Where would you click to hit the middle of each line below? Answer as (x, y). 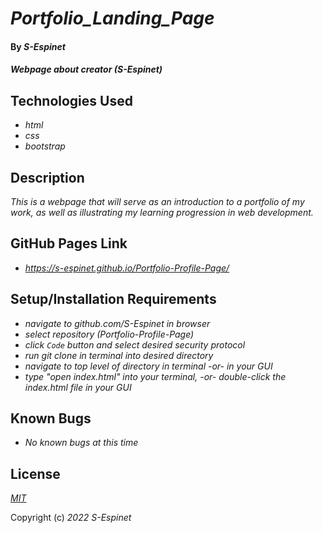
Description (47, 177)
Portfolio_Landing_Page (112, 18)
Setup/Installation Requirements (113, 299)
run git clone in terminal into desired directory (119, 355)
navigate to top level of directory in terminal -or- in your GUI (148, 366)
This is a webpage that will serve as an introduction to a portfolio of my (157, 201)
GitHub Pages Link (69, 243)
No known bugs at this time (81, 443)
